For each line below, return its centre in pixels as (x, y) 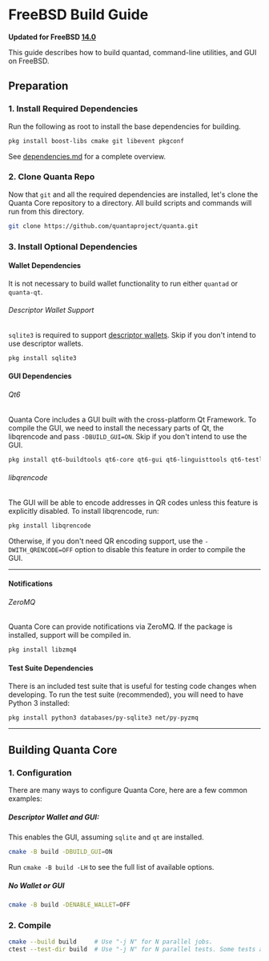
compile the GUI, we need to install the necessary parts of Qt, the (116, 428)
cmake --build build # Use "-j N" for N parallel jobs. (111, 942)
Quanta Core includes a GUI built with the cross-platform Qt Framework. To (132, 419)
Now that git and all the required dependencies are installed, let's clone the (133, 194)
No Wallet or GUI (36, 885)
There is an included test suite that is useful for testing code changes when (132, 686)
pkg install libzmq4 (43, 650)
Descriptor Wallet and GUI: (54, 817)
